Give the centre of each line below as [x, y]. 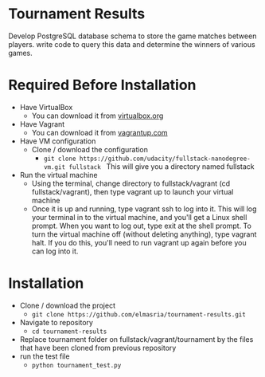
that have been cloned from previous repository [98, 348]
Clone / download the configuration [90, 149]
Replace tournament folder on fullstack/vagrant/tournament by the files [136, 339]
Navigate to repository [57, 322]
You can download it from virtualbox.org [97, 116]
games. [21, 53]
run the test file [45, 356]
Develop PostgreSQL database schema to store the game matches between [132, 36]
